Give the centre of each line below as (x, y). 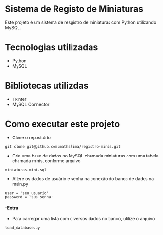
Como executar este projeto (63, 124)
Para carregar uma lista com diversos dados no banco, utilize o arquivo (83, 218)
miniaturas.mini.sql (26, 170)
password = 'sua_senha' (29, 197)
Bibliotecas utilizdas (47, 86)
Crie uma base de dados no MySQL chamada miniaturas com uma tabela (85, 156)
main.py (20, 184)
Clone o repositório (31, 137)
